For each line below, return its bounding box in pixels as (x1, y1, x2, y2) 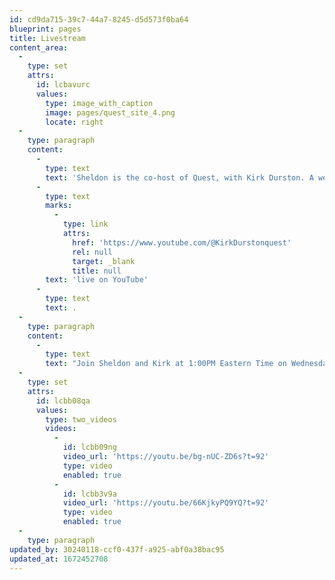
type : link (62, 219, 109, 230)
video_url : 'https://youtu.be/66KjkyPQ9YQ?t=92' (62, 498, 270, 508)
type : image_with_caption (45, 98, 154, 108)
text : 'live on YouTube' (45, 275, 149, 285)
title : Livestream (9, 33, 86, 43)
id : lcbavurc (35, 80, 91, 90)
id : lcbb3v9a (62, 489, 117, 499)
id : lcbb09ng (62, 442, 117, 453)
